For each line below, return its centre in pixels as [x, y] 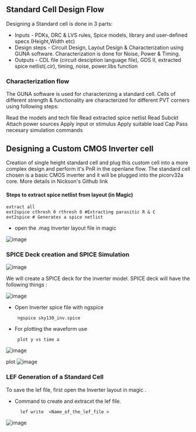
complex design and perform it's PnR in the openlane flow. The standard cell [98, 168]
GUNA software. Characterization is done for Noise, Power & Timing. [97, 53]
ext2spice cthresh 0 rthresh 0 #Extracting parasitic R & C [81, 212]
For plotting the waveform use [51, 329]
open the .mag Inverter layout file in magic [66, 228]
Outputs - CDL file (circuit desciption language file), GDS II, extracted [98, 60]
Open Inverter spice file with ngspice [59, 307]
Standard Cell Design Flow [55, 10]
